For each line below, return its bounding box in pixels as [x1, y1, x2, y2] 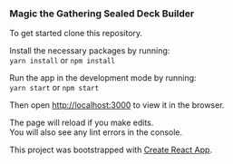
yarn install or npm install [9, 55, 116, 66]
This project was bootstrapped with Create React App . [9, 144, 213, 156]
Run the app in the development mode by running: [9, 72, 197, 83]
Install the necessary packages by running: [9, 45, 170, 56]
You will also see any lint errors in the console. [9, 127, 183, 138]
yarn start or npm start [9, 82, 100, 93]
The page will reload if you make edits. [9, 117, 154, 129]
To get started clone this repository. [9, 28, 143, 39]
